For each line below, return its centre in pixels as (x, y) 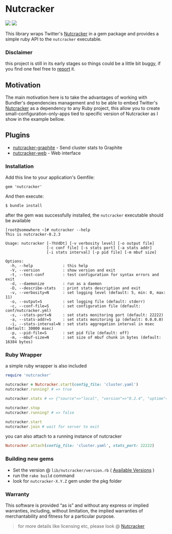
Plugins (18, 135)
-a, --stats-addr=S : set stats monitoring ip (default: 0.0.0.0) (87, 320)
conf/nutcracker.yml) (28, 311)
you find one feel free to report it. (40, 69)
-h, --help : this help (49, 266)
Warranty (17, 494)
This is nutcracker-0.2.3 (33, 234)
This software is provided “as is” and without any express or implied (77, 505)
